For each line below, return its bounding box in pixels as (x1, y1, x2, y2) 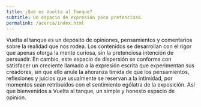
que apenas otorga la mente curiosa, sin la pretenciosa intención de (6, 49, 174, 57)
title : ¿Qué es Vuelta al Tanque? (6, 8, 93, 15)
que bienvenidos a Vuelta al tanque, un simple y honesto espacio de (6, 88, 175, 95)
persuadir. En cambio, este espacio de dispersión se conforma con (6, 55, 172, 63)
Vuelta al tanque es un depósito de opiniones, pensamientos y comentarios (6, 37, 193, 44)
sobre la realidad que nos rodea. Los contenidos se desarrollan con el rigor (6, 43, 192, 50)
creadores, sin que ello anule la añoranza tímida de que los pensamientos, (6, 69, 190, 76)
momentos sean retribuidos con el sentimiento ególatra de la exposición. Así (6, 81, 195, 88)
